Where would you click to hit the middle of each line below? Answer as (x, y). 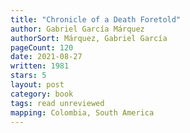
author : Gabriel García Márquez (77, 29)
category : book (42, 94)
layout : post (37, 85)
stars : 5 (28, 76)
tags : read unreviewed (57, 103)
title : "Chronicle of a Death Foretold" (96, 19)
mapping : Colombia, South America (82, 112)
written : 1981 (40, 66)
